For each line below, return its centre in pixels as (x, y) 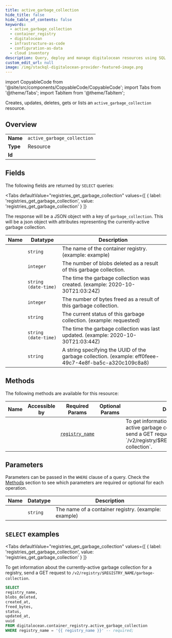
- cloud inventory (30, 53)
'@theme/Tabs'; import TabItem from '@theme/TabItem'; (65, 93)
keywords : (16, 24)
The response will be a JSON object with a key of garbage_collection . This (84, 216)
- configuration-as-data (36, 48)
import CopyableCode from (34, 82)
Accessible (41, 406)
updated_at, (18, 616)
